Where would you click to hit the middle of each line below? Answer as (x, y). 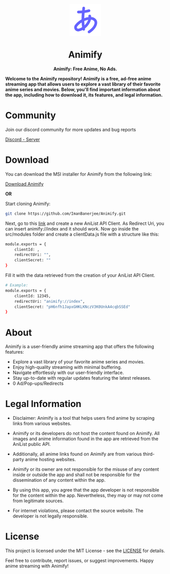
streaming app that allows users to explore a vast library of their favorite (83, 84)
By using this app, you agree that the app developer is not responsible (86, 490)
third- (149, 454)
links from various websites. (42, 423)
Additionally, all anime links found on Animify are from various (77, 454)
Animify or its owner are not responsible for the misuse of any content (86, 469)
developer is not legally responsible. (50, 516)
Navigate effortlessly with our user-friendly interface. (68, 372)
